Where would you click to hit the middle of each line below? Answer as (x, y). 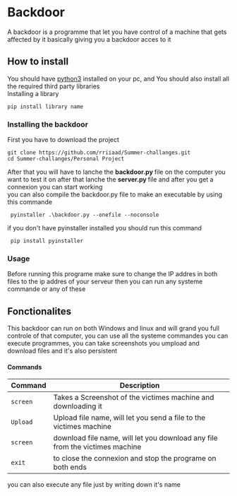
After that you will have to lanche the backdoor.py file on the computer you (116, 172)
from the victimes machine (97, 447)
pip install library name (45, 107)
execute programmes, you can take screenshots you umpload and (103, 343)
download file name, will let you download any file (135, 438)
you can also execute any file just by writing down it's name (94, 485)
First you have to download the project (63, 140)
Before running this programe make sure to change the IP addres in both (113, 274)
